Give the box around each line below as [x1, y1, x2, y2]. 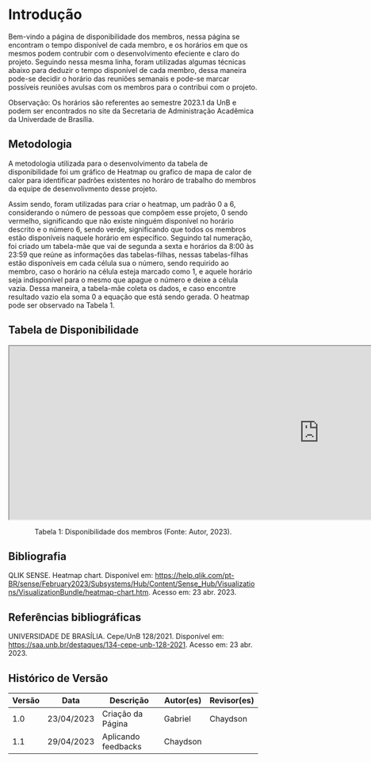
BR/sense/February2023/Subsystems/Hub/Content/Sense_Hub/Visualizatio [8, 579, 255, 588]
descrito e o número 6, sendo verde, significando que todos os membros [8, 224, 247, 234]
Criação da [101, 708, 143, 719]
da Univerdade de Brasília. [8, 114, 94, 124]
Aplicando [101, 731, 140, 742]
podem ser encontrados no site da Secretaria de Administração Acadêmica [8, 105, 254, 116]
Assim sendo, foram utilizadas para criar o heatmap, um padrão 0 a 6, [8, 199, 236, 209]
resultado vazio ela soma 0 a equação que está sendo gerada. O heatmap [8, 292, 250, 301]
